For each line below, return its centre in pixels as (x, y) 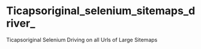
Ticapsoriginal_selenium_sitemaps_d (101, 11)
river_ (21, 23)
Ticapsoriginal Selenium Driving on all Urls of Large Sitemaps (82, 40)
